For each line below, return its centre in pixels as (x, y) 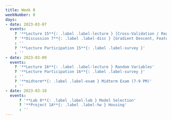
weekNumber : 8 (20, 15)
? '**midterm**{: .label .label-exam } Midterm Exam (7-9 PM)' (83, 81)
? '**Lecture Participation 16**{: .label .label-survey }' (80, 72)
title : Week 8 (20, 10)
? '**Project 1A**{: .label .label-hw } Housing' (73, 105)
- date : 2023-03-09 (26, 57)
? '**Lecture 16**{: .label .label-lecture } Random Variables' (84, 67)
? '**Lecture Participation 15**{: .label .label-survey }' (80, 48)
